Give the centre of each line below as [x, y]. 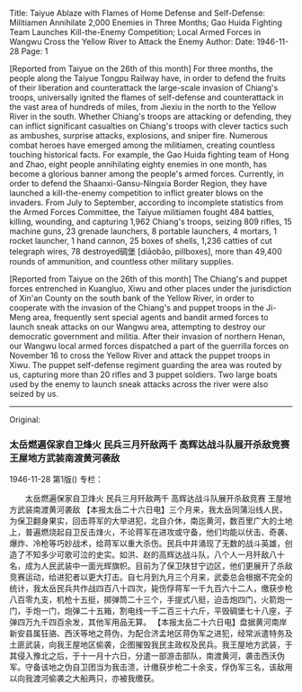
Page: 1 [35, 51]
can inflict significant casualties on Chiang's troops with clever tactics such [149, 126]
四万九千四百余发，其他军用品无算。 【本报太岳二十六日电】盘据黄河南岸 [152, 622]
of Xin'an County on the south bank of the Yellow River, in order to [132, 298]
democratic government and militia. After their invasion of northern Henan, [147, 336]
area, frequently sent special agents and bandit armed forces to [151, 317]
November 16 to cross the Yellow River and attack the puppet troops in [140, 355]
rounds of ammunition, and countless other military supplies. [121, 261]
